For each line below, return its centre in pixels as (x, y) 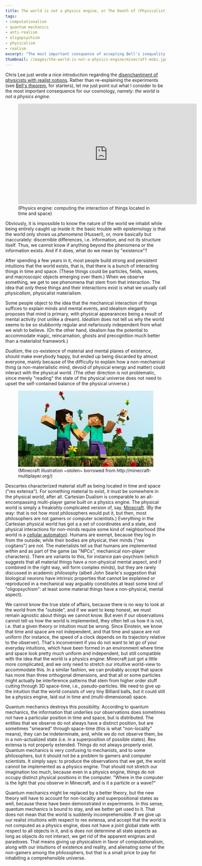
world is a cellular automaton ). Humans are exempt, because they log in (81, 535)
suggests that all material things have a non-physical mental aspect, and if (83, 562)
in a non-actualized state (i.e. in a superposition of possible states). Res (81, 739)
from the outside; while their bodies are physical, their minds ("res (75, 540)
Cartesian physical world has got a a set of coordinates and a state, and (81, 524)
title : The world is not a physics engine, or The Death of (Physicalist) (86, 11)
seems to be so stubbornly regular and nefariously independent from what (83, 324)
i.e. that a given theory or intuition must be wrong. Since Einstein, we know (84, 626)
